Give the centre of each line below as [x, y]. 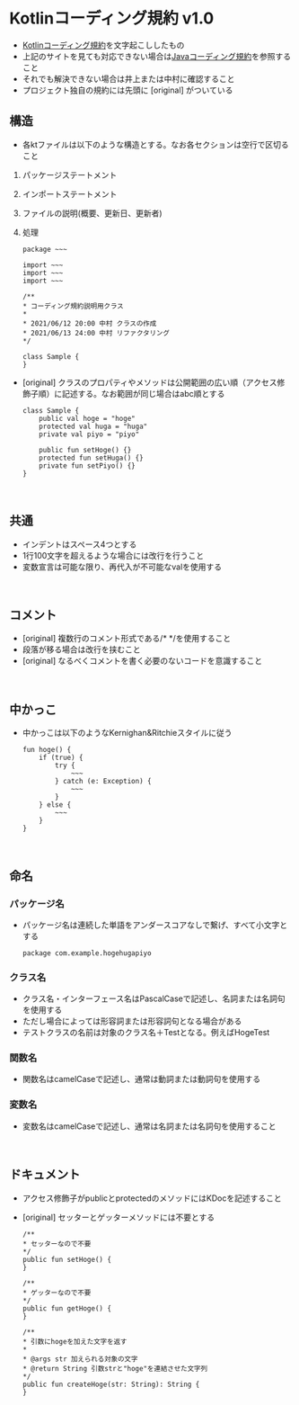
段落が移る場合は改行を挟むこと [81, 649]
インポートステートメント [70, 193]
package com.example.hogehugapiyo [87, 953]
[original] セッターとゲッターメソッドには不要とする [119, 1217]
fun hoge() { [47, 750]
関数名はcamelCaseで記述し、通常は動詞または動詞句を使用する [141, 1079]
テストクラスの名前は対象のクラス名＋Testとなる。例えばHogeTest [146, 1033]
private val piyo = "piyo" [89, 434]
